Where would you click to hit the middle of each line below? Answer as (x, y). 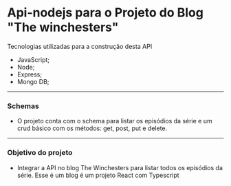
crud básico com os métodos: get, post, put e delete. (92, 128)
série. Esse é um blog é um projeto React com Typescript (98, 175)
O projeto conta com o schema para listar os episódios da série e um (115, 121)
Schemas (23, 106)
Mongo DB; (33, 81)
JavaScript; (33, 59)
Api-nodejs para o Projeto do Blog (106, 13)
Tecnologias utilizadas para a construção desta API (80, 46)
